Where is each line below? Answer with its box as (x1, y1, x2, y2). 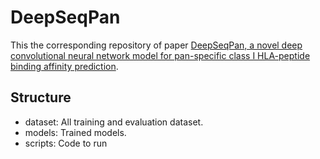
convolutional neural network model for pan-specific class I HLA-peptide (10, 49, 311, 61)
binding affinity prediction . (10, 60, 119, 72)
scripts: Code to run (24, 137, 108, 149)
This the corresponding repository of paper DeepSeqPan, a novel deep (10, 39, 303, 51)
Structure (10, 89, 72, 106)
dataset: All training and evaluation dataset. (24, 116, 204, 128)
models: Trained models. (24, 126, 127, 138)
